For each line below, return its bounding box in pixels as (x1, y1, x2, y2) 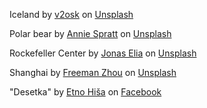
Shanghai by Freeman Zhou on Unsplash (9, 67, 177, 78)
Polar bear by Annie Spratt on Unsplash (9, 28, 172, 39)
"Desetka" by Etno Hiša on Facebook (9, 86, 162, 98)
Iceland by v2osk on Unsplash (9, 9, 134, 20)
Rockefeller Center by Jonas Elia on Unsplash (9, 47, 197, 59)
